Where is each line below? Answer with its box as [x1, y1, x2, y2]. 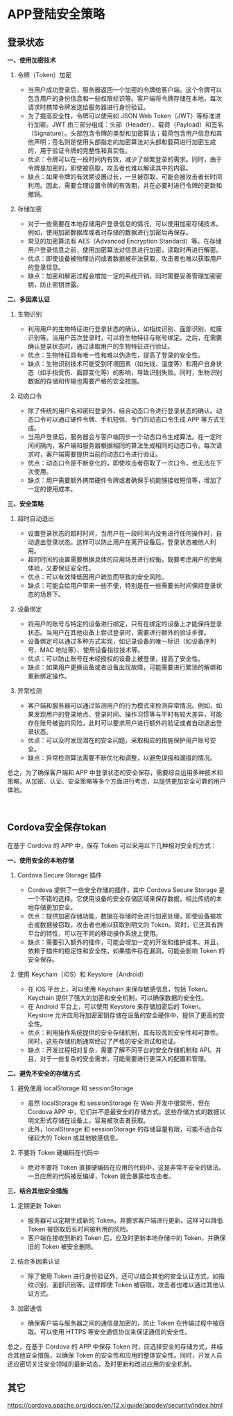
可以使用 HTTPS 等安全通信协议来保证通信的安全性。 [40, 1327, 191, 1336]
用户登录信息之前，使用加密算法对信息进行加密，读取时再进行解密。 [27, 246, 223, 254]
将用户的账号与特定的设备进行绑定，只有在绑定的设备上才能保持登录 [27, 620, 223, 628]
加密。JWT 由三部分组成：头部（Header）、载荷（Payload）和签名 [33, 120, 224, 129]
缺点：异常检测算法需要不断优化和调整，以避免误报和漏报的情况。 [27, 754, 216, 762]
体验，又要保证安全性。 [27, 564, 95, 572]
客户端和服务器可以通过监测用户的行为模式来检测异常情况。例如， [27, 701, 216, 710]
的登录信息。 [27, 263, 64, 271]
